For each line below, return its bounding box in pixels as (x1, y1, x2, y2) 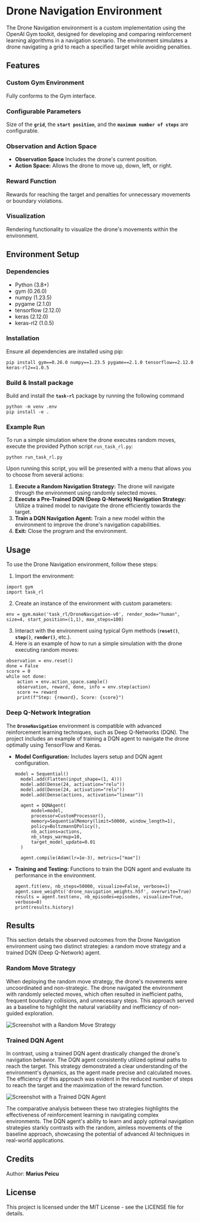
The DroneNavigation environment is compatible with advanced (6, 722, 162, 729)
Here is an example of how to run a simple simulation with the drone (14, 640, 182, 647)
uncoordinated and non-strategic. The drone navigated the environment (6, 984, 183, 991)
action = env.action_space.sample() (17, 679, 109, 685)
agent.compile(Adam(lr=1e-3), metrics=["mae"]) (20, 854, 141, 861)
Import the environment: (14, 573, 75, 580)
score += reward (17, 690, 58, 696)
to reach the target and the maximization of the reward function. (6, 1081, 164, 1089)
